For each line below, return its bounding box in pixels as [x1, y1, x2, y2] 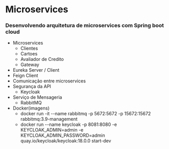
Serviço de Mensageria [12, 94, 63, 100]
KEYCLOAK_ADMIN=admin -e [20, 127, 84, 133]
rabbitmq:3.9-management [20, 116, 78, 122]
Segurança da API [12, 83, 51, 90]
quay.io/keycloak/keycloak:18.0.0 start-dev [20, 138, 111, 144]
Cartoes [20, 51, 37, 57]
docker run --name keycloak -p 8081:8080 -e [20, 121, 117, 127]
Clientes [20, 45, 39, 52]
